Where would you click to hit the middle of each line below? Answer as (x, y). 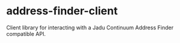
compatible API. (26, 33)
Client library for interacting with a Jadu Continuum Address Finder (90, 27)
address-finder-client (62, 11)
